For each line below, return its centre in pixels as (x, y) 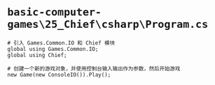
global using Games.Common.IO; (53, 49)
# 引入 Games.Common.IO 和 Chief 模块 (61, 43)
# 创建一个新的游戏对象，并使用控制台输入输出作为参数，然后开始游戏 (94, 68)
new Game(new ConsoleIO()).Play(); (59, 75)
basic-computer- (54, 12)
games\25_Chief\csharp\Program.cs (108, 25)
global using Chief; (37, 55)
